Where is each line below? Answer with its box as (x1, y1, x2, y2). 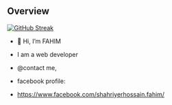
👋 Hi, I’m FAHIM (16, 37, 62, 45)
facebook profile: (16, 77, 66, 85)
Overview (7, 5, 50, 17)
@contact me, (16, 63, 57, 71)
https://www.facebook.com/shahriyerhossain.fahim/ (16, 90, 165, 98)
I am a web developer (16, 50, 79, 58)
